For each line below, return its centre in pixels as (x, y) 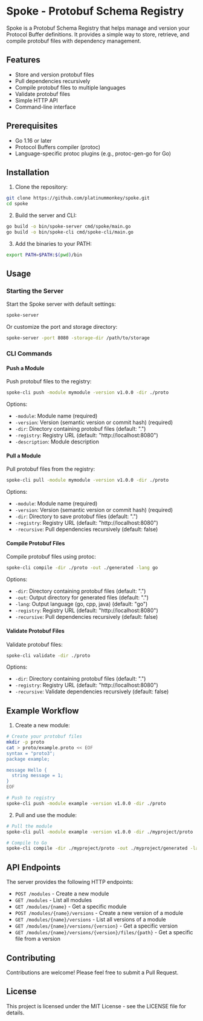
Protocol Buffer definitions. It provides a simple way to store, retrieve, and (98, 34)
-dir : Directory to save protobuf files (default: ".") (76, 516)
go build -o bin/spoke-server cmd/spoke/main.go (69, 227)
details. (15, 1013)
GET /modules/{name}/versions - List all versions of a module (90, 920)
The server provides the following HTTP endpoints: (70, 882)
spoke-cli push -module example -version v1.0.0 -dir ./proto (86, 803)
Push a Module (25, 368)
